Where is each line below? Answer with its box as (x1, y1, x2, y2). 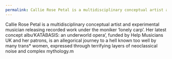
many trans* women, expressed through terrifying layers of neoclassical (5, 42, 158, 48)
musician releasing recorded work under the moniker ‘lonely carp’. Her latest (5, 26, 166, 33)
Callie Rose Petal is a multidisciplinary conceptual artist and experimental (5, 21, 160, 27)
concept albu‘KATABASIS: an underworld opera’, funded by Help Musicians (5, 32, 164, 38)
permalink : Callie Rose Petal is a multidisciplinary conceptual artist (5, 7, 164, 13)
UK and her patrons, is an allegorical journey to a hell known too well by (5, 37, 157, 43)
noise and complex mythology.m (5, 48, 74, 54)
